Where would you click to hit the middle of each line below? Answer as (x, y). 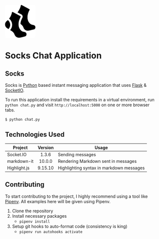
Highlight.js (18, 168)
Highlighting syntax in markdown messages (101, 168)
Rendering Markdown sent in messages (97, 161)
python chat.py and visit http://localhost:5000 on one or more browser (77, 105)
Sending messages (77, 154)
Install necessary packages (39, 216)
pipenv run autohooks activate (51, 232)
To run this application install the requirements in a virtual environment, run (80, 100)
